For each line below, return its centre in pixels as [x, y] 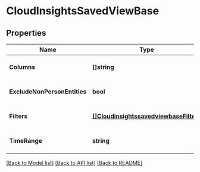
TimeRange [26, 141]
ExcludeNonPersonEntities [48, 92]
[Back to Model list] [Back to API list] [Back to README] [74, 163]
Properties [26, 33]
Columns [22, 67]
